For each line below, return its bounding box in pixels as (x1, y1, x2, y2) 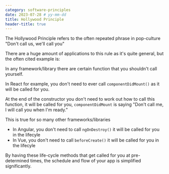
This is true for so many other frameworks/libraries (5, 117, 111, 123)
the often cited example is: (5, 56, 60, 62)
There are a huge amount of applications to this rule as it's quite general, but (5, 51, 164, 57)
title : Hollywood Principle (5, 17, 64, 22)
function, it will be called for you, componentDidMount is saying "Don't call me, (5, 102, 164, 108)
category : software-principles (5, 7, 71, 13)
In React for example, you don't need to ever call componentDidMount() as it (5, 81, 160, 87)
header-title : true (5, 21, 46, 27)
